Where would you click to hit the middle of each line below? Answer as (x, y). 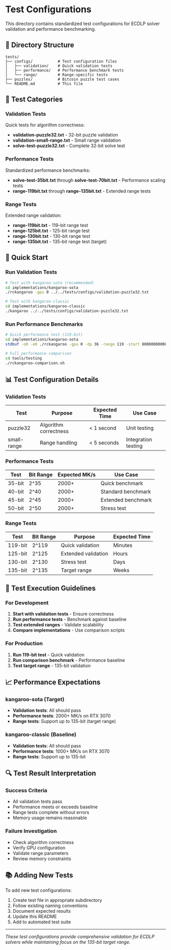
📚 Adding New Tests (39, 875)
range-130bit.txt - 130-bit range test (51, 236)
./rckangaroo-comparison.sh (35, 363)
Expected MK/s (77, 474)
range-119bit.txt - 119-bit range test (50, 225)
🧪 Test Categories (34, 99)
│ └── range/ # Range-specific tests (57, 75)
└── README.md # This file (44, 84)
